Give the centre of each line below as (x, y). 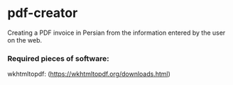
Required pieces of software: (58, 58)
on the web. (25, 40)
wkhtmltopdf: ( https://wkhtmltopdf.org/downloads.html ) (89, 74)
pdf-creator (43, 13)
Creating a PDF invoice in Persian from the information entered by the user (116, 33)
